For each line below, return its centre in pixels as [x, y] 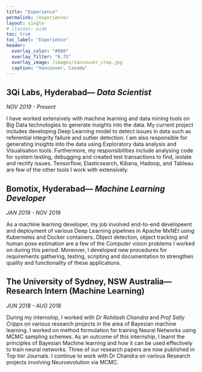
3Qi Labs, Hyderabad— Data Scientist [79, 92]
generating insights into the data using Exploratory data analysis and [91, 144]
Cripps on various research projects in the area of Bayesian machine [91, 324]
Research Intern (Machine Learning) [75, 291]
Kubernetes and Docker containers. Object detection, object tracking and [97, 237]
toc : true [19, 34]
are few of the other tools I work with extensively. [68, 170]
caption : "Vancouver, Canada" [49, 68]
